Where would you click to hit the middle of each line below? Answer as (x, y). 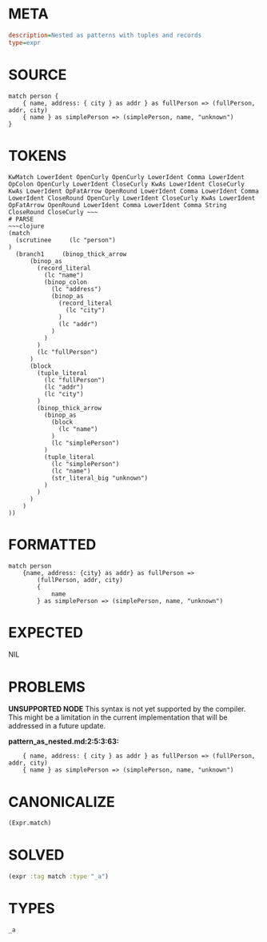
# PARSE (21, 219)
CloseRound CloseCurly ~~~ (53, 212)
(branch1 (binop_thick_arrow (71, 254)
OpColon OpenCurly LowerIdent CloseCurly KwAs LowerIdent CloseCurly (127, 184)
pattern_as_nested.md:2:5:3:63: (64, 741)
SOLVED (36, 855)
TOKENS (38, 156)
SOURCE (38, 75)
